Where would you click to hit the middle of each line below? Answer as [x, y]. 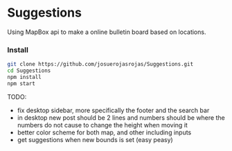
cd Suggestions [29, 71]
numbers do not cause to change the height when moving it [102, 125]
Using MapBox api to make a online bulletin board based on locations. [107, 32]
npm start [21, 83]
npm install [24, 77]
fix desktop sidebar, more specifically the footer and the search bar [113, 110]
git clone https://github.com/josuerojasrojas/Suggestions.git [100, 64]
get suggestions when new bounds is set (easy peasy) [95, 139]
